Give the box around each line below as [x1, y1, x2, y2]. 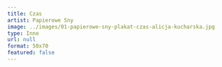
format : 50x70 [7, 43, 49, 50]
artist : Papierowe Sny [7, 17, 74, 24]
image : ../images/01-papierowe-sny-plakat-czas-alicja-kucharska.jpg [7, 23, 216, 30]
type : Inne [7, 29, 39, 37]
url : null [7, 36, 37, 43]
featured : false [7, 50, 55, 57]
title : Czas [7, 10, 42, 17]
